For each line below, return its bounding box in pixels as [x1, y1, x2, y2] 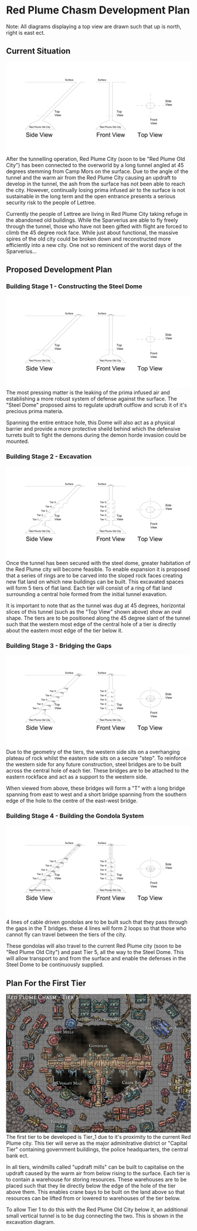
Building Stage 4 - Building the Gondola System [6, 811, 144, 820]
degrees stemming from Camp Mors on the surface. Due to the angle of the [6, 168, 189, 175]
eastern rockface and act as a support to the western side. [6, 773, 148, 780]
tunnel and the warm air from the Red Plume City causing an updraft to [6, 174, 177, 181]
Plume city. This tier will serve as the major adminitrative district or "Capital [6, 1139, 188, 1147]
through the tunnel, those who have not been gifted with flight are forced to [6, 222, 188, 229]
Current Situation [6, 46, 71, 56]
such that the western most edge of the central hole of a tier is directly [6, 620, 176, 628]
